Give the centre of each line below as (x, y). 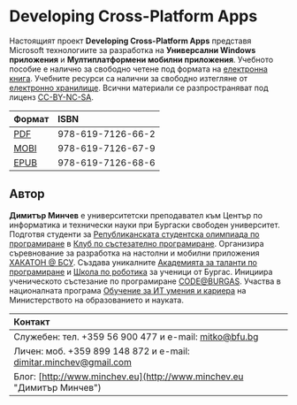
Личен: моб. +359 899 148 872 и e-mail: (102, 351)
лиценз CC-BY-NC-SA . (52, 97)
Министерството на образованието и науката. (96, 300)
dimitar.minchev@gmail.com (73, 362)
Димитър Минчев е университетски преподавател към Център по (136, 215)
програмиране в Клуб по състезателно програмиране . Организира (137, 243)
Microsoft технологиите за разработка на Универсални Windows (133, 50)
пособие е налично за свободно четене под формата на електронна (138, 69)
